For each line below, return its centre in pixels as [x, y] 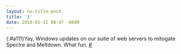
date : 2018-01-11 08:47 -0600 [43, 22]
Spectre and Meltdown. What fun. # [49, 45]
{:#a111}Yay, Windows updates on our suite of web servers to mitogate [91, 39]
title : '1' [19, 17]
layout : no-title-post [34, 11]
